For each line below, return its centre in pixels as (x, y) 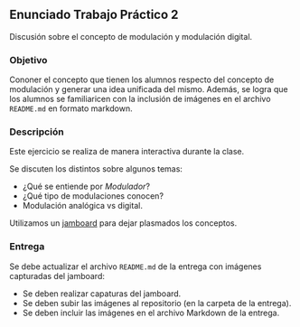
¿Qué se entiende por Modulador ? (86, 187)
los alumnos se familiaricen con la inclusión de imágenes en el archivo (140, 99)
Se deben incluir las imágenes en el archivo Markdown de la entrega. (151, 313)
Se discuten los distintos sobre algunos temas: (96, 169)
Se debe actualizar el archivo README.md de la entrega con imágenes (136, 266)
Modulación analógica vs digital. (82, 206)
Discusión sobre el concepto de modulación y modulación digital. (131, 36)
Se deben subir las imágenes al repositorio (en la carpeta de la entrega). (157, 303)
